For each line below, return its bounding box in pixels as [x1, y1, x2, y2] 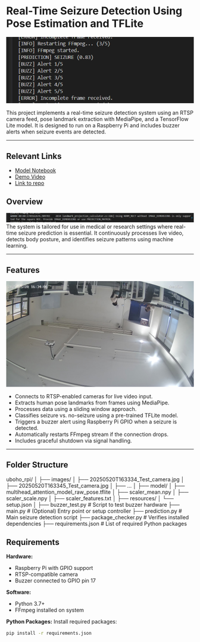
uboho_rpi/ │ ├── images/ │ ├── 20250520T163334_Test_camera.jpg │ [6, 475, 185, 483]
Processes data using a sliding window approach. [14, 405, 137, 412]
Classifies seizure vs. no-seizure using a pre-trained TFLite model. [14, 412, 179, 419]
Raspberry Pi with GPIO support [14, 565, 93, 572]
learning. [6, 242, 28, 250]
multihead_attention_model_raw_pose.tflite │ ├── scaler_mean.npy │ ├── [6, 488, 189, 495]
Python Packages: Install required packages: [6, 618, 117, 625]
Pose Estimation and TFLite [6, 17, 144, 30]
